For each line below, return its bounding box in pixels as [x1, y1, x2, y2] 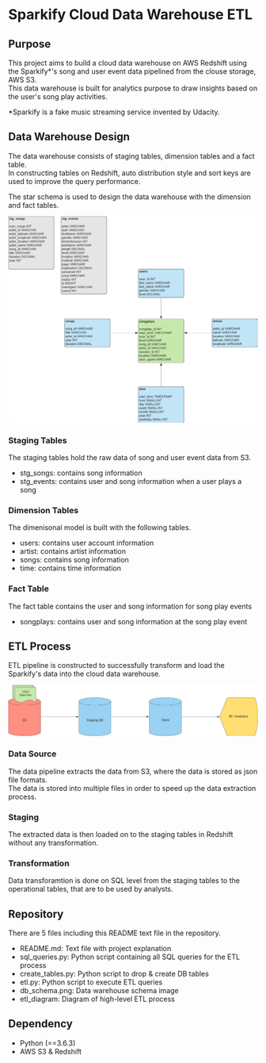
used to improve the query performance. [8, 176, 141, 186]
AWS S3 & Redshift [19, 1046, 82, 1056]
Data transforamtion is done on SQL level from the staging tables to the [8, 876, 240, 885]
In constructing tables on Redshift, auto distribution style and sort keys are [8, 168, 252, 178]
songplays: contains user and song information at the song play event [19, 616, 248, 626]
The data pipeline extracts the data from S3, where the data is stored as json [8, 766, 258, 776]
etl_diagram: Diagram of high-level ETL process [19, 994, 176, 1004]
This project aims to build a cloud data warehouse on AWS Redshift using [8, 58, 247, 67]
